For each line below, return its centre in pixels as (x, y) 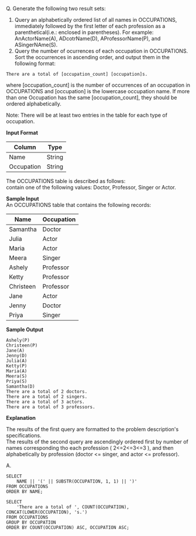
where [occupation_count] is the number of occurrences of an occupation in (98, 85)
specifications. (24, 435)
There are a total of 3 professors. (51, 407)
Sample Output (25, 330)
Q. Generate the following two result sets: (56, 9)
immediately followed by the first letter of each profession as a (90, 26)
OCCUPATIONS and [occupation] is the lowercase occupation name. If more (98, 91)
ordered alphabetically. (34, 104)
